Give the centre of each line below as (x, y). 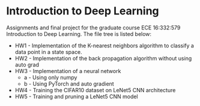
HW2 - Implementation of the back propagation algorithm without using (103, 58)
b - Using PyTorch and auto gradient (69, 84)
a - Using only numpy (50, 77)
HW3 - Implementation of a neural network (68, 71)
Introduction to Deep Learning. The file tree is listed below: (79, 34)
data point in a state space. (48, 52)
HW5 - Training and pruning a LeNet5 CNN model (76, 96)
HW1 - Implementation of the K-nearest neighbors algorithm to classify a (104, 46)
